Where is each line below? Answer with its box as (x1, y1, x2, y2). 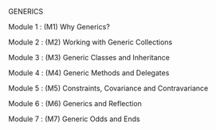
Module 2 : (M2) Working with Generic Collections (8, 37, 173, 47)
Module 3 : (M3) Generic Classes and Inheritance (8, 53, 170, 62)
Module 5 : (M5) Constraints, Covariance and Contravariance (8, 83, 209, 93)
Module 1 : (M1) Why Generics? (8, 22, 110, 31)
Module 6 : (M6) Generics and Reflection (8, 99, 142, 108)
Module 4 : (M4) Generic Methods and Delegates (8, 68, 170, 78)
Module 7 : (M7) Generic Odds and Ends (8, 114, 141, 124)
